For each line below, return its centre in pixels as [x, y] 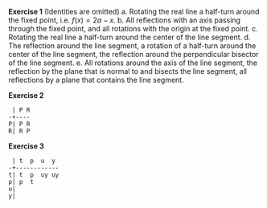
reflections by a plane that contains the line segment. [96, 80]
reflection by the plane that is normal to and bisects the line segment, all [128, 71]
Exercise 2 [26, 95]
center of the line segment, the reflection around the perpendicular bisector [133, 54]
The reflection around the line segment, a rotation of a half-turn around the [132, 46]
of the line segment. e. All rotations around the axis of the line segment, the [133, 63]
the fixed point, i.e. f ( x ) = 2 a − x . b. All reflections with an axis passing [125, 20]
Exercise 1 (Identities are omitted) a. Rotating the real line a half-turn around [134, 12]
